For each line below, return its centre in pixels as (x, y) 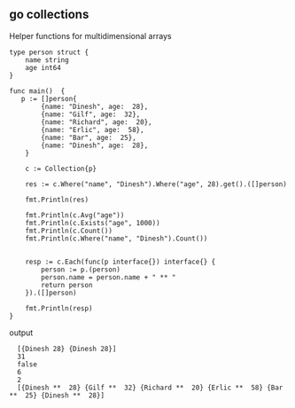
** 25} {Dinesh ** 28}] (57, 395)
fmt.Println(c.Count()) (69, 231)
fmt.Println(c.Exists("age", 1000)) (93, 223)
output (21, 333)
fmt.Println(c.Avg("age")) (75, 215)
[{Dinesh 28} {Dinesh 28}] (67, 349)
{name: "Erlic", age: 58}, (93, 129)
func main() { (37, 91)
